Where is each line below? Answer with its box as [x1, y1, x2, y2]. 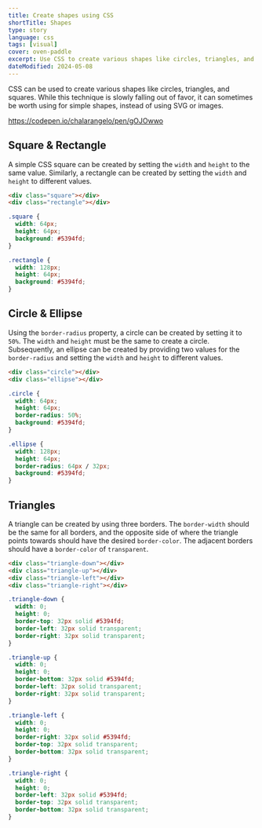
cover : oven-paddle [8, 48, 72, 56]
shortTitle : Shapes [8, 19, 72, 27]
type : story [8, 26, 47, 34]
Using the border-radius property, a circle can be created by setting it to [8, 327, 242, 337]
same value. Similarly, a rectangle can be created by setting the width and [8, 168, 247, 177]
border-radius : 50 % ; [15, 411, 82, 420]
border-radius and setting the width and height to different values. [8, 352, 224, 362]
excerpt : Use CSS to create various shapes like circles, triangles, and [8, 56, 255, 64]
